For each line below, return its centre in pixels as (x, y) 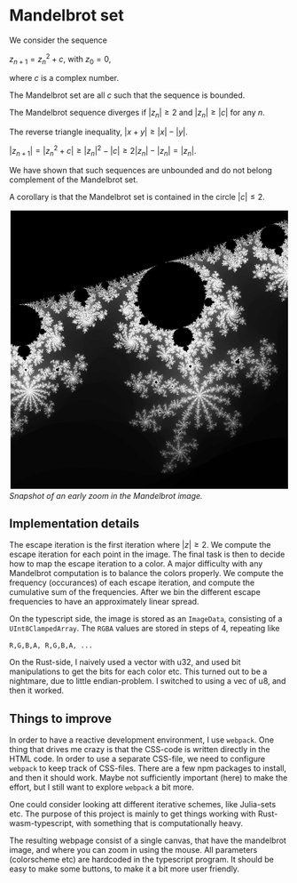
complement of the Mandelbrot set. (74, 180)
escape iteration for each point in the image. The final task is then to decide (147, 554)
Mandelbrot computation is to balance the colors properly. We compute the (146, 574)
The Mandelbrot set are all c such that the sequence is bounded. (127, 95)
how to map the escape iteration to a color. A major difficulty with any (136, 564)
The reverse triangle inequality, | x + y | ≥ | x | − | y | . (99, 132)
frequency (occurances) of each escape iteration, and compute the (132, 582)
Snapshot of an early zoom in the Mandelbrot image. (106, 495)
